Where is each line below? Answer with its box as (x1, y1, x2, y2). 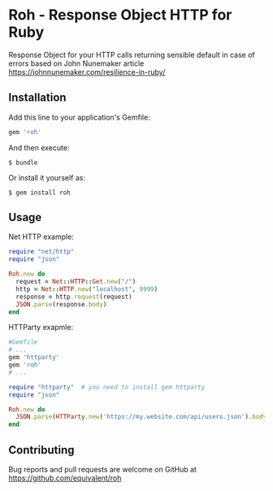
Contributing (8, 443, 75, 457)
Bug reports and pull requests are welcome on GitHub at (8, 465, 197, 474)
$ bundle (8, 159, 38, 167)
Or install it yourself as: (8, 172, 85, 182)
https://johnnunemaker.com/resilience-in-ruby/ (8, 67, 166, 76)
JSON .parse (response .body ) (15, 300, 107, 308)
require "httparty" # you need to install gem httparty (8, 383, 206, 391)
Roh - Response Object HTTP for (8, 6, 232, 24)
